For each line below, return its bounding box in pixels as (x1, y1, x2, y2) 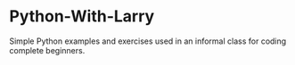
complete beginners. (9, 45, 86, 55)
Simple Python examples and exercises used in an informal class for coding (9, 36, 287, 46)
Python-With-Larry (9, 6, 155, 27)
